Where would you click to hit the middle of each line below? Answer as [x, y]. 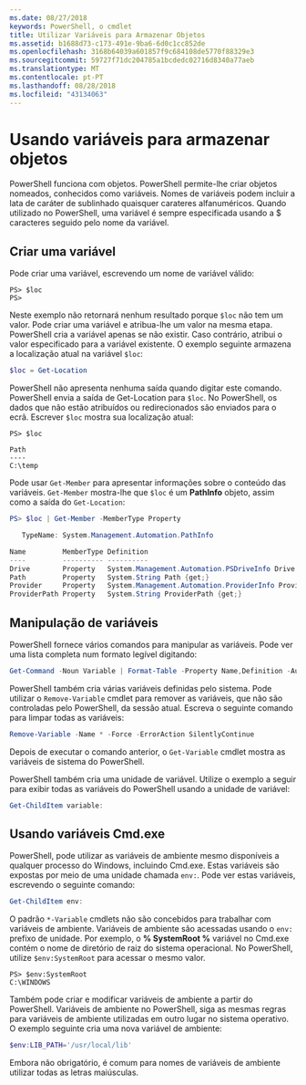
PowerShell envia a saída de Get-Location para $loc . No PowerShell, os [143, 398]
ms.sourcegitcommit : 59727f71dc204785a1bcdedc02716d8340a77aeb [132, 60]
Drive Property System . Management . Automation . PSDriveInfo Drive [153, 569]
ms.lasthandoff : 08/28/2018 [63, 86]
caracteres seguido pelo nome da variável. [90, 223]
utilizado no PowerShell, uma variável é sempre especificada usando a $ [146, 213]
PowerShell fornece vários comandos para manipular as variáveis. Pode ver [151, 644]
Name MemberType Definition [79, 552]
